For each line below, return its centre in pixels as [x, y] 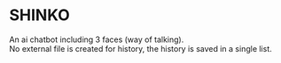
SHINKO [40, 15]
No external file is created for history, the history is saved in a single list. [140, 48]
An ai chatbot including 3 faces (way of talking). [97, 39]
